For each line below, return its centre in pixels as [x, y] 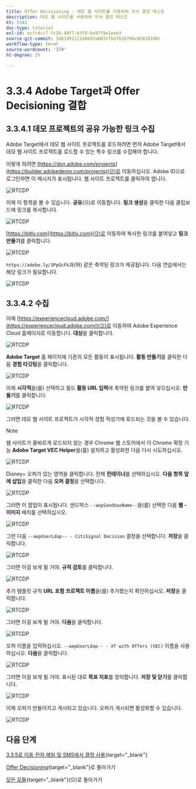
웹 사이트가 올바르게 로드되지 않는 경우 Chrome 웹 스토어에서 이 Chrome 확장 [94, 443]
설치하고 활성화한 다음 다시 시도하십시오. [136, 450]
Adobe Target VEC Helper [44, 450]
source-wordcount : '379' [36, 50]
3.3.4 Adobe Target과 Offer [73, 91]
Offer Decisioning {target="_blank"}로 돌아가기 [61, 767]
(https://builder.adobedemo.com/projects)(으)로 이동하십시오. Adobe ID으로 [96, 171]
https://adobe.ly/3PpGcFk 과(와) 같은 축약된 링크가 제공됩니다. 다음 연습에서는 [97, 265]
